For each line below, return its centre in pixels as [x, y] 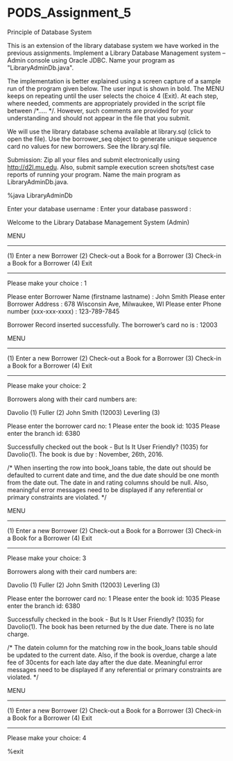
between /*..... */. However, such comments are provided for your [100, 111]
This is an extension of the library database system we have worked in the [113, 45]
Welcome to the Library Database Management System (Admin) [98, 222]
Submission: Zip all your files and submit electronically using [94, 159]
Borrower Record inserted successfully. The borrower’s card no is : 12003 [112, 325]
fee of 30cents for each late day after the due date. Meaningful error [105, 662]
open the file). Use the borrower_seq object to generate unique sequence [112, 139]
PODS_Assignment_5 [69, 13]
